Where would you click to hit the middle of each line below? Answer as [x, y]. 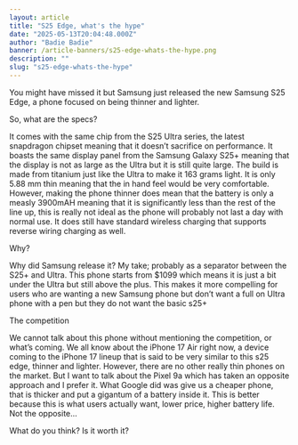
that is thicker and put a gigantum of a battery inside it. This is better [134, 394]
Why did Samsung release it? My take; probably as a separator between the [148, 265]
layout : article [39, 17]
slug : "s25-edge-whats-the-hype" [71, 68]
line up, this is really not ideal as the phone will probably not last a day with [146, 212]
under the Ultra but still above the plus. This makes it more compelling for [144, 284]
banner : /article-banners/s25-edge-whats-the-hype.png [113, 51]
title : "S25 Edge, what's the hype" [77, 26]
